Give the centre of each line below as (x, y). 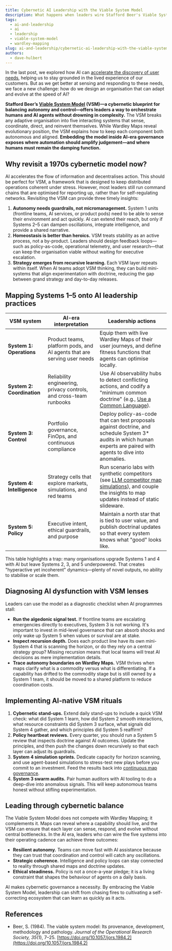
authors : (15, 53)
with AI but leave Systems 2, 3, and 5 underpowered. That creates (75, 564)
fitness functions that (125, 352)
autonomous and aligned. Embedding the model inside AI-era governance (85, 137)
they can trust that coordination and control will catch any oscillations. (87, 855)
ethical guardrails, (69, 530)
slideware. (112, 506)
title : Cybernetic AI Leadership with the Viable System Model (74, 10)
